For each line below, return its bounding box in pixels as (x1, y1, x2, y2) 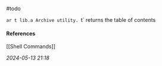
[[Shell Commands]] (6, 43, 55, 50)
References (6, 29, 36, 37)
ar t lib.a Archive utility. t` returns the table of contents (6, 16, 156, 23)
